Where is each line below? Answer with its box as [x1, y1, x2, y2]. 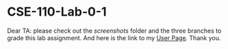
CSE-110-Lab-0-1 [7, 4, 107, 20]
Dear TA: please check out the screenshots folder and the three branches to [7, 27, 222, 35]
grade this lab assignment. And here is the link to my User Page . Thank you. [7, 33, 221, 42]
